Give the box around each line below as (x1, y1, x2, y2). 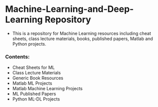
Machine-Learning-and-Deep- (5, 3, 134, 15)
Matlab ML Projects (12, 80, 52, 86)
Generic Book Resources (12, 75, 64, 81)
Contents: (5, 53, 30, 60)
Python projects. (12, 41, 46, 47)
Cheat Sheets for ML (12, 64, 55, 70)
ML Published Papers (12, 91, 56, 97)
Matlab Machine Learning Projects (12, 86, 83, 92)
